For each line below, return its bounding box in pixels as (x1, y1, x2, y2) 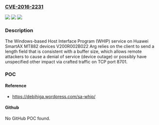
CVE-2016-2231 (5, 3, 44, 10)
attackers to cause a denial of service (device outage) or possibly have (5, 53, 147, 59)
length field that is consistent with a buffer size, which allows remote (5, 48, 142, 54)
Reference (5, 83, 27, 89)
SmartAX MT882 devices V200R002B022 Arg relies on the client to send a (5, 43, 155, 49)
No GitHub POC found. (5, 115, 50, 121)
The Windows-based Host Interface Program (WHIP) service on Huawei (5, 38, 149, 44)
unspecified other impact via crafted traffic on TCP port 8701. (5, 59, 127, 64)
